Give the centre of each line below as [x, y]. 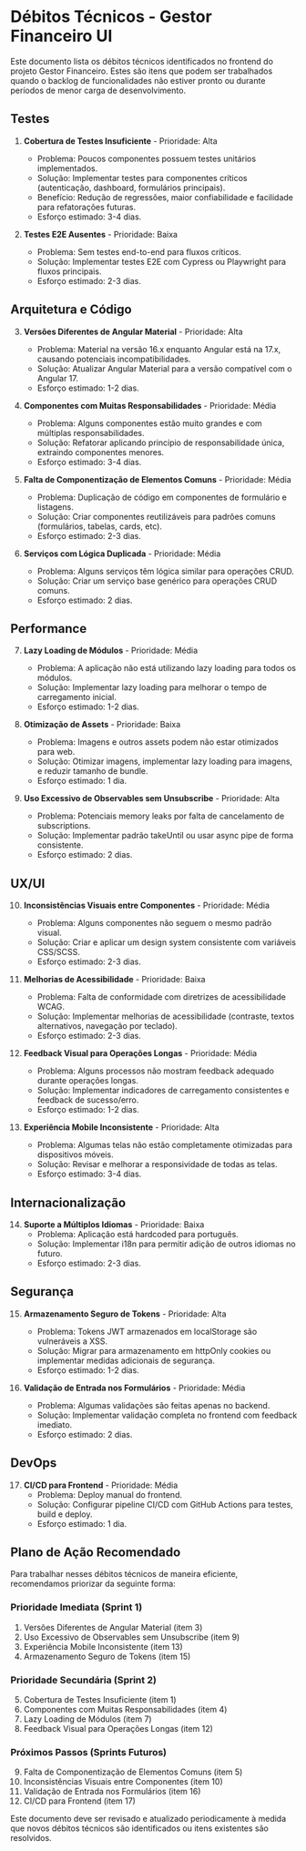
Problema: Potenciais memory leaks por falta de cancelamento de [161, 816]
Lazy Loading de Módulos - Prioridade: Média [111, 651]
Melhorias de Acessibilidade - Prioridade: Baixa [114, 980]
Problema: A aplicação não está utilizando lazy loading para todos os [167, 668]
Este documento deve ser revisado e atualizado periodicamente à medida [148, 1819]
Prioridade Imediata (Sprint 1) [76, 1607]
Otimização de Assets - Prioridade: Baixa [102, 725]
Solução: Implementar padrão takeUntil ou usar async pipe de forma [165, 836]
